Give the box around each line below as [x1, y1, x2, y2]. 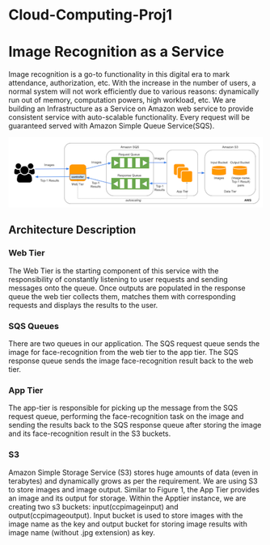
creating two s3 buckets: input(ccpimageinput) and [8, 501, 179, 511]
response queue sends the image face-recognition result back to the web [8, 356, 254, 365]
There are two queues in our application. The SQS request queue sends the [8, 338, 260, 349]
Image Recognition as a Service [8, 43, 225, 61]
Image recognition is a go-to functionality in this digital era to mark [8, 70, 230, 79]
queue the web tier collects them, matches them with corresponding [8, 291, 236, 301]
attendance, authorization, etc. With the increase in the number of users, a [8, 78, 256, 88]
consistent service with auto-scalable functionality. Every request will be [8, 112, 251, 122]
